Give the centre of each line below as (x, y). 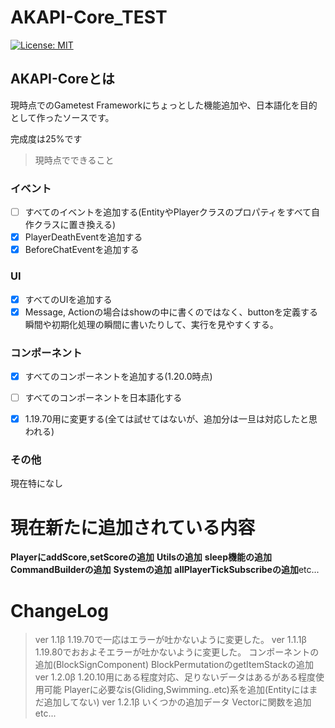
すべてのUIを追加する (68, 299)
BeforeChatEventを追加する (82, 250)
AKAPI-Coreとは (62, 79)
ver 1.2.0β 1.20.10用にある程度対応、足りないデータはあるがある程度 (175, 677)
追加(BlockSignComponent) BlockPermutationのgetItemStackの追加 (174, 665)
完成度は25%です (46, 138)
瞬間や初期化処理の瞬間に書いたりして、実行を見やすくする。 (151, 324)
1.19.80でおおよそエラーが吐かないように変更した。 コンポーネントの (177, 652)
